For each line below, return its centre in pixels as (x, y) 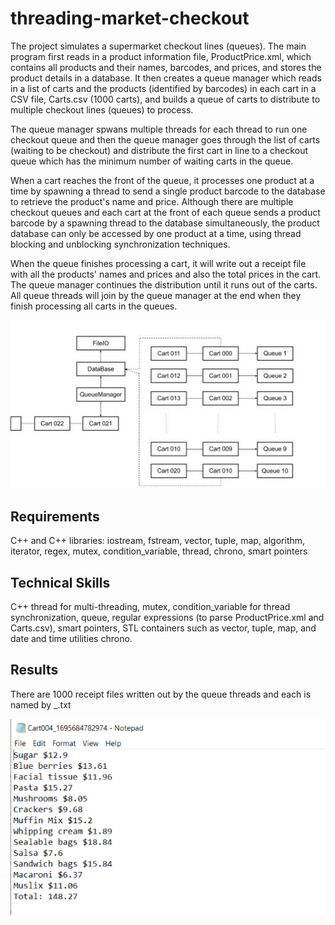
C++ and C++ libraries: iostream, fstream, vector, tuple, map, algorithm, (158, 541)
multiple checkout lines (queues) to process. (102, 109)
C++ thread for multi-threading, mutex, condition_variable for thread (150, 606)
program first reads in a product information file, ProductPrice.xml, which (161, 56)
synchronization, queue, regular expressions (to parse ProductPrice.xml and (167, 617)
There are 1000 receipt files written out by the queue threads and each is (161, 694)
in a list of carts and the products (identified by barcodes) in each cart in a (163, 88)
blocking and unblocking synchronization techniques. (120, 244)
